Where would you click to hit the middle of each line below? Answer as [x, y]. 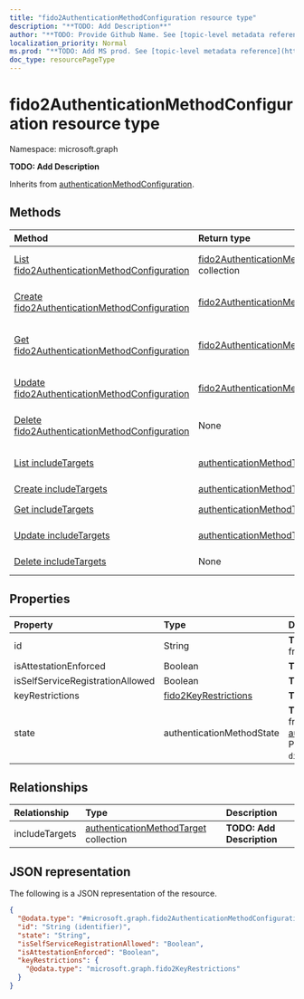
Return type [224, 238]
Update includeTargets [62, 535]
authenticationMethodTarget [146, 828]
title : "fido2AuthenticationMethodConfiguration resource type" [133, 18]
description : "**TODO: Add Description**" [90, 26]
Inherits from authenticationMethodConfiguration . [102, 184]
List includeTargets [54, 463]
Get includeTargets [54, 509]
